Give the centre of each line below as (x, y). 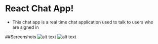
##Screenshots (21, 37)
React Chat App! (39, 9)
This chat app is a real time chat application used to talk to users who (83, 22)
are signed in (25, 27)
